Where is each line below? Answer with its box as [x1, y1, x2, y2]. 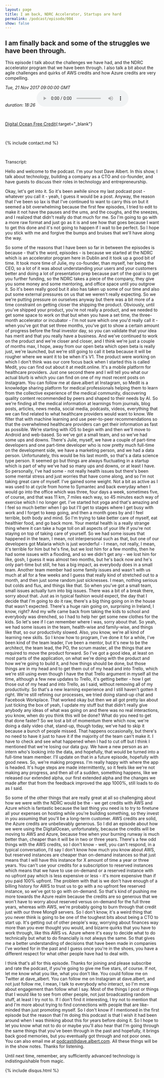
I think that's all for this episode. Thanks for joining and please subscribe [5, 960, 152, 966]
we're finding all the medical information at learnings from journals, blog [5, 401, 150, 407]
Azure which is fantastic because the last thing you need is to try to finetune [5, 805, 159, 811]
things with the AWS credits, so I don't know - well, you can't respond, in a [5, 842, 155, 848]
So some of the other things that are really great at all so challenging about [5, 795, 156, 801]
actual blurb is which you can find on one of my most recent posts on [5, 375, 145, 381]
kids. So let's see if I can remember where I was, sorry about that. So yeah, [5, 619, 157, 625]
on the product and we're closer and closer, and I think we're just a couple [5, 338, 155, 344]
